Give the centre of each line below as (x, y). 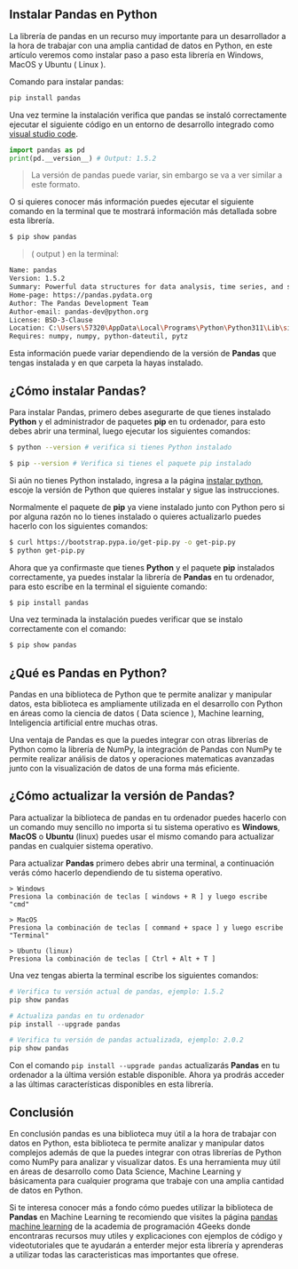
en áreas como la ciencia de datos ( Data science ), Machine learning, (137, 714)
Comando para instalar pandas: (67, 81)
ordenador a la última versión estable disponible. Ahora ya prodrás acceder (147, 1075)
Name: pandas (33, 270)
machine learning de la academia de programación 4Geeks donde (130, 1226)
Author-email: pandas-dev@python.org (79, 311)
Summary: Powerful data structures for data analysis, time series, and (146, 287)
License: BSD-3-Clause (51, 320)
